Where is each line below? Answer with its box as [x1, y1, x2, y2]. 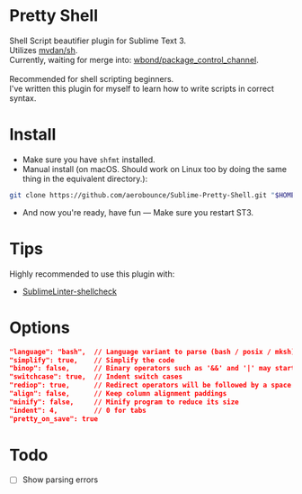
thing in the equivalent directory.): [22, 173, 148, 184]
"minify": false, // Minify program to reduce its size [9, 398, 240, 407]
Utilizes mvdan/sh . [9, 44, 78, 55]
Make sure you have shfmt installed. [22, 154, 155, 165]
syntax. [9, 92, 37, 104]
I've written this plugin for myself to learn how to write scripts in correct [9, 83, 274, 94]
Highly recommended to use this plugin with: [9, 268, 175, 279]
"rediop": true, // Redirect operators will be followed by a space [9, 380, 292, 390]
